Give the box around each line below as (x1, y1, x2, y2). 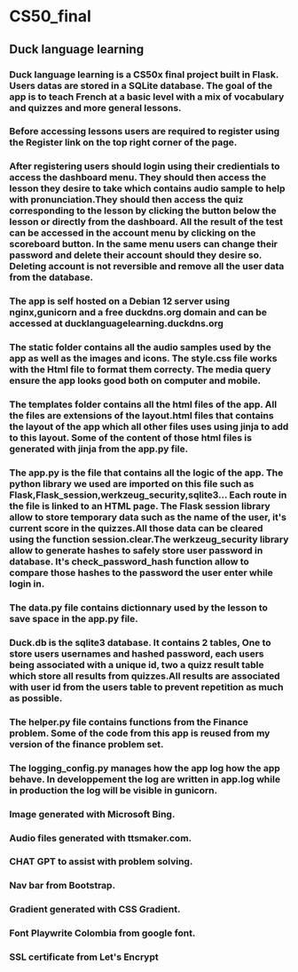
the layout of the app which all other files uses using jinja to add (9, 420, 289, 433)
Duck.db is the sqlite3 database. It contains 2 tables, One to (9, 636, 272, 649)
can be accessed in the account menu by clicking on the (9, 227, 256, 239)
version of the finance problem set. (9, 737, 164, 750)
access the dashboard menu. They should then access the (9, 171, 267, 184)
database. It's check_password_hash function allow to (9, 555, 250, 568)
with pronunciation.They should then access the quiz (9, 194, 244, 206)
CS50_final (9, 6, 91, 27)
